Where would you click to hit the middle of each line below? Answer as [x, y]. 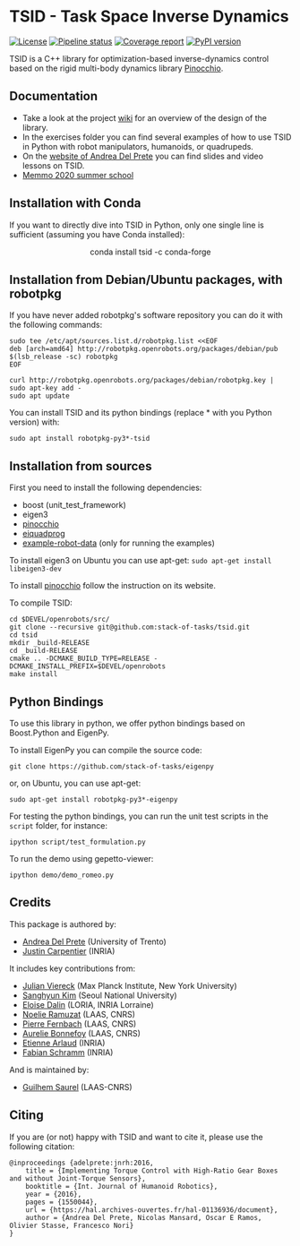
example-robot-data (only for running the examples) [118, 543]
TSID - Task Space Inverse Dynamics [149, 17]
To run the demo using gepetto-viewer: [81, 859]
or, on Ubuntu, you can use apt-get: [75, 783]
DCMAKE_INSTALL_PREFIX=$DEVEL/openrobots [88, 666]
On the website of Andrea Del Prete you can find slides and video [143, 156]
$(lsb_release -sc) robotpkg [64, 357]
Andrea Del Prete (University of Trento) [94, 941]
